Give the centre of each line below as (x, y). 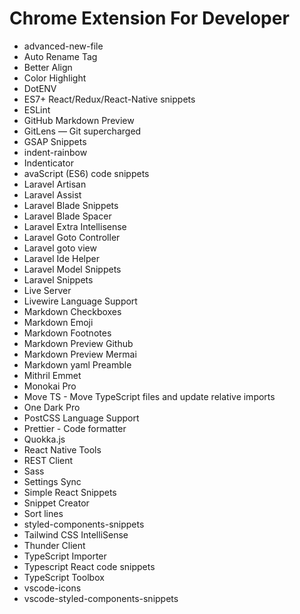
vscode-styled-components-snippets (101, 598)
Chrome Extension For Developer (149, 18)
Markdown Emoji (58, 322)
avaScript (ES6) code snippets (86, 173)
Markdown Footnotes (67, 333)
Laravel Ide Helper (61, 258)
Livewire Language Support (80, 301)
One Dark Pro (52, 407)
